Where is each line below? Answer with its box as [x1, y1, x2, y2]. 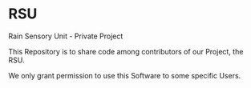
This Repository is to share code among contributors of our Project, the [8, 46, 244, 56]
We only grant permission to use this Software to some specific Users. [8, 70, 241, 80]
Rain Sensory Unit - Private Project [8, 31, 123, 41]
